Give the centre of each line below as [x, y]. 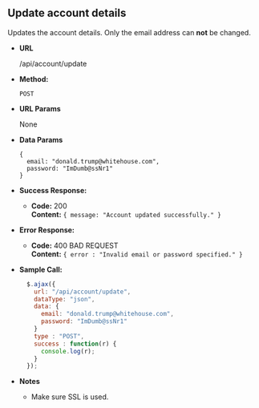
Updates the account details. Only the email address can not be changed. [129, 32]
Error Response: [47, 230]
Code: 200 [49, 206]
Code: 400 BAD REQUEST [75, 245]
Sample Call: [40, 269]
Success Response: [53, 190]
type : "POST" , [59, 336]
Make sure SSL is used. [70, 397]
